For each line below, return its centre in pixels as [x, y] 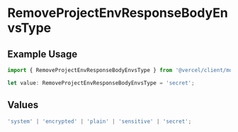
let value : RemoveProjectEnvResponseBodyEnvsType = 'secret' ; [101, 83]
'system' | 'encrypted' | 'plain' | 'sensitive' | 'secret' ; [100, 121]
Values [23, 105]
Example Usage [42, 54]
